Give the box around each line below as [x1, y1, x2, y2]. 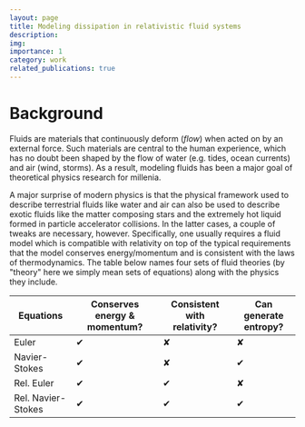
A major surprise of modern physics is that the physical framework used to [9, 189, 289, 200]
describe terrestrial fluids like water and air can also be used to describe [9, 199, 280, 210]
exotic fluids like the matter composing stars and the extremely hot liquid [9, 208, 281, 219]
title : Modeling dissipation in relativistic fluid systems [9, 22, 242, 31]
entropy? [243, 320, 284, 333]
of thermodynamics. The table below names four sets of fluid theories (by [9, 256, 286, 268]
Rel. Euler [14, 376, 54, 389]
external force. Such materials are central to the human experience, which [9, 143, 287, 154]
